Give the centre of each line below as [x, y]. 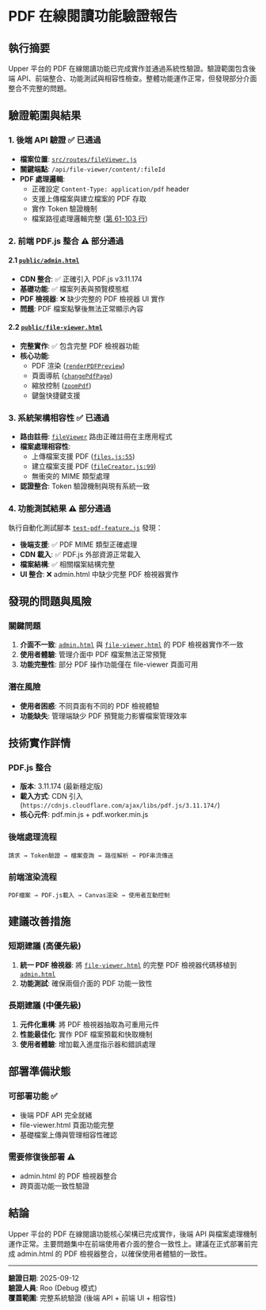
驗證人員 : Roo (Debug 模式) [53, 1288]
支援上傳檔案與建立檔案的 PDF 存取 [89, 198]
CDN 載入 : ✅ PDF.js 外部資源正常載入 [80, 554]
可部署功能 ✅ [33, 1096]
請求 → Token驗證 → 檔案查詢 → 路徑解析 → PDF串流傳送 [91, 856]
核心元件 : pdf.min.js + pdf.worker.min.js [84, 815]
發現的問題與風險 [50, 602]
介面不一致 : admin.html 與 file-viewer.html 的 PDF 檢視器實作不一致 [131, 645]
